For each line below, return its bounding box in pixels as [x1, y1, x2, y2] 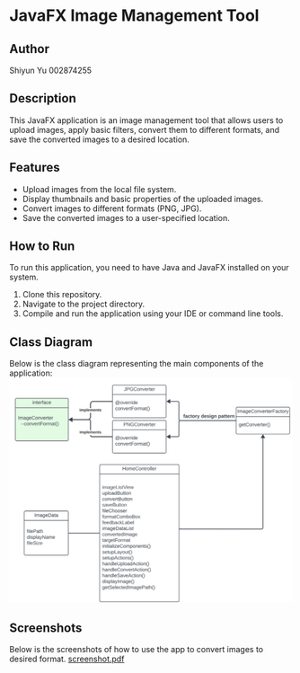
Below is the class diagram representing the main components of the [9, 359, 264, 369]
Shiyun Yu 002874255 [9, 65, 93, 75]
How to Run [9, 239, 75, 254]
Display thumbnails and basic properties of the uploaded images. [22, 193, 263, 204]
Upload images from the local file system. [22, 183, 177, 194]
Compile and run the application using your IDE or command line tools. [22, 308, 284, 319]
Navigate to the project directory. [22, 298, 146, 310]
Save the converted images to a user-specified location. [22, 212, 231, 223]
